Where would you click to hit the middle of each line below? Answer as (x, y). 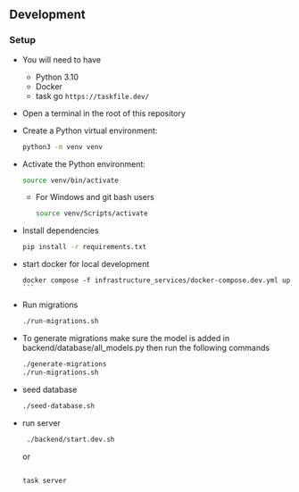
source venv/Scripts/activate (92, 213)
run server (41, 422)
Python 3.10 (57, 77)
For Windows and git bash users (95, 197)
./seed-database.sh (58, 405)
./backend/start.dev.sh (71, 439)
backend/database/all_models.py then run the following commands (146, 348)
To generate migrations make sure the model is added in (126, 338)
